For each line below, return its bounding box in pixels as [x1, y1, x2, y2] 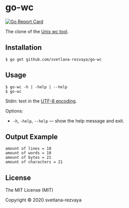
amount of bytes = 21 [5, 155, 52, 160]
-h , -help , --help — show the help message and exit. [12, 117, 124, 124]
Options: [5, 108, 24, 114]
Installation [5, 43, 42, 52]
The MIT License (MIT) [5, 187, 54, 193]
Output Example [5, 132, 58, 141]
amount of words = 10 [5, 151, 52, 156]
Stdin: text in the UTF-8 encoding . [5, 98, 77, 104]
